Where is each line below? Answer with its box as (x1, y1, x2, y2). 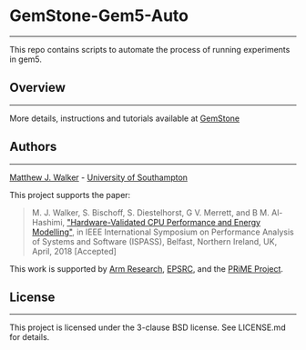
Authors (9, 139, 57, 155)
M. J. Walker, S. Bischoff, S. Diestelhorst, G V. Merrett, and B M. (31, 206, 270, 218)
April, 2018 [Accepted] (31, 245, 117, 256)
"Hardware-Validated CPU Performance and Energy (66, 216, 261, 227)
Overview (9, 80, 66, 95)
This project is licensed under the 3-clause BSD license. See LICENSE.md (9, 322, 286, 333)
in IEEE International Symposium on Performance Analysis (76, 226, 294, 237)
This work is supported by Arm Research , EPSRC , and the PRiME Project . (9, 263, 284, 274)
